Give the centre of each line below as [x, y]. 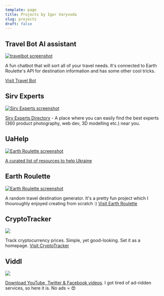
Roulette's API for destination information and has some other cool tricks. [80, 71]
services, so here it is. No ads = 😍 [41, 288]
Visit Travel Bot [21, 81]
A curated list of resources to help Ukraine [49, 161]
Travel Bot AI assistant [41, 44]
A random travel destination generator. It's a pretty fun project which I [77, 198]
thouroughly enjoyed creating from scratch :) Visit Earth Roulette [71, 203]
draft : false [19, 24]
